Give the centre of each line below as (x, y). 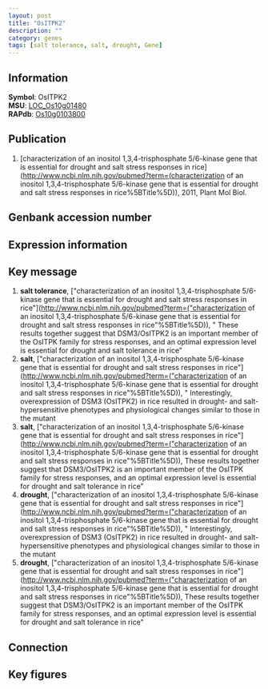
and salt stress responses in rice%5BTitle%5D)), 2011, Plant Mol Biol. (133, 192)
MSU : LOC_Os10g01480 (48, 106)
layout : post (30, 16)
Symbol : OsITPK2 (38, 97)
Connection (38, 647)
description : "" (35, 30)
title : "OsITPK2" (37, 23)
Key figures (38, 675)
